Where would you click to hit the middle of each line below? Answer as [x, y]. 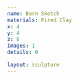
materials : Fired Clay [39, 20]
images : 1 [21, 46]
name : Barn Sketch [33, 14]
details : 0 [23, 53]
